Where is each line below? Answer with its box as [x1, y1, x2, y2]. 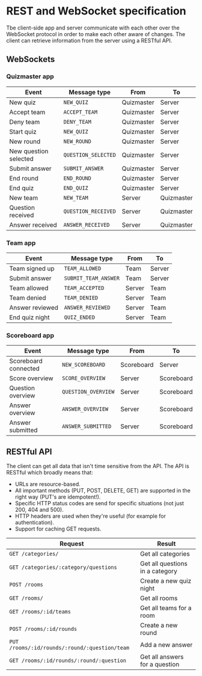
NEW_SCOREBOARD [62, 361, 106, 368]
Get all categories [140, 550, 191, 558]
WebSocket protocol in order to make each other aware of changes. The [6, 30, 185, 37]
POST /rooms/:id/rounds [9, 625, 78, 633]
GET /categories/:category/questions [9, 564, 117, 571]
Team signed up [9, 264, 55, 272]
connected [9, 364, 40, 373]
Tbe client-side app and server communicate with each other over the [6, 24, 180, 31]
